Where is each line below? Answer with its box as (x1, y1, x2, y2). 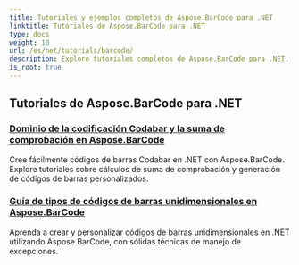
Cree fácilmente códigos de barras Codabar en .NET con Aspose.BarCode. (9, 153, 286, 165)
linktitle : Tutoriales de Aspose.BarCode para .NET (9, 21, 205, 30)
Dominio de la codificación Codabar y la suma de (9, 122, 226, 135)
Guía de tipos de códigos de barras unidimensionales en (9, 195, 258, 208)
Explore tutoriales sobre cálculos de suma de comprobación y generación (9, 163, 281, 174)
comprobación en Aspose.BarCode (9, 134, 165, 146)
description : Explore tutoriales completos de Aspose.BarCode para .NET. (9, 54, 290, 63)
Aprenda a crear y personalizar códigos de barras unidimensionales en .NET (9, 227, 290, 237)
